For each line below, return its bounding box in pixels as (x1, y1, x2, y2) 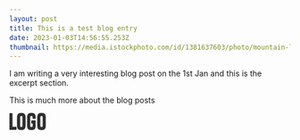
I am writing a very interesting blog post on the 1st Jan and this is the (9, 68, 262, 79)
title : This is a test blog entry (9, 23, 138, 33)
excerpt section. (9, 78, 70, 88)
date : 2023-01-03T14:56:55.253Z (9, 33, 129, 42)
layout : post (9, 14, 58, 23)
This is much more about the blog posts (9, 95, 155, 106)
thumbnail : (9, 43, 50, 52)
